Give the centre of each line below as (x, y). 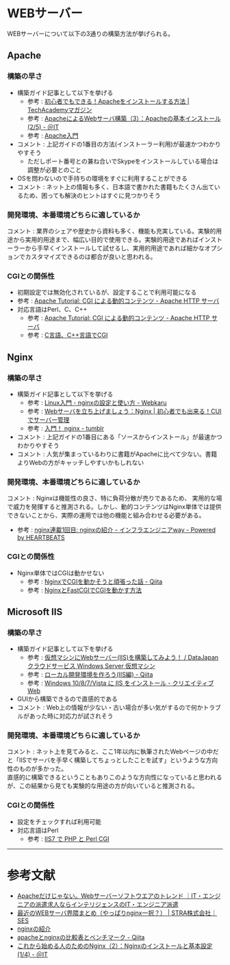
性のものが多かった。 (37, 769)
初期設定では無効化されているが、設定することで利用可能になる (107, 292)
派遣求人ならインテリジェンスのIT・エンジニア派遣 (107, 904)
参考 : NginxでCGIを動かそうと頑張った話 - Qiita (95, 581)
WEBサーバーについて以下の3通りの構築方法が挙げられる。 (91, 34)
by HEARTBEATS (41, 538)
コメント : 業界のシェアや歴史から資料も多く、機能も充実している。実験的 (112, 231)
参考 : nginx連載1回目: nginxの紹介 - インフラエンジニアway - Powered (116, 530)
